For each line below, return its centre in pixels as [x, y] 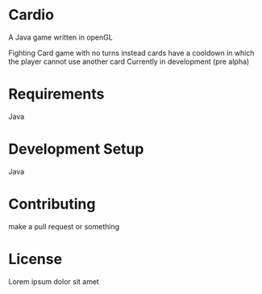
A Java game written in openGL [60, 37]
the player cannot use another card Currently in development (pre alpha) [129, 61]
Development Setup [76, 149]
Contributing [52, 204]
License [35, 259]
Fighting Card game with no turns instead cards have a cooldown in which [132, 52]
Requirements [56, 94]
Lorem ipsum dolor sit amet [54, 281]
